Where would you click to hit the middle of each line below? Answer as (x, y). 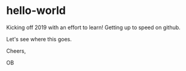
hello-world (36, 11)
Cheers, (16, 51)
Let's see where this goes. (39, 39)
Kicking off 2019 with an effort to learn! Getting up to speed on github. (94, 27)
